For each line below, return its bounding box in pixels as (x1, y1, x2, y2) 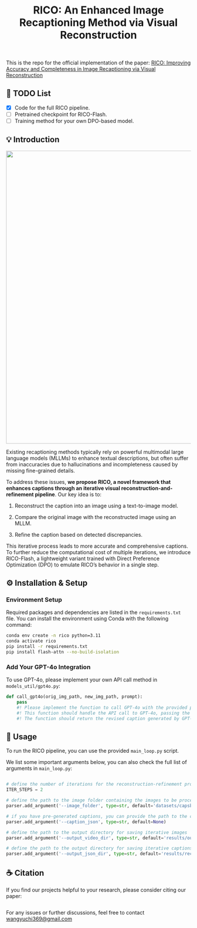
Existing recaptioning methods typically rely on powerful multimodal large (6, 448, 184, 455)
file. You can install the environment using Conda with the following (6, 615, 169, 622)
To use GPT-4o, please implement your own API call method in (6, 676, 158, 683)
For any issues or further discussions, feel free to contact (6, 909, 145, 916)
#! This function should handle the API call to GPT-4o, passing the (16, 710, 191, 716)
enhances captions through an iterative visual (6, 485, 120, 492)
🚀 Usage (6, 732, 37, 742)
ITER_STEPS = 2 (6, 787, 43, 793)
